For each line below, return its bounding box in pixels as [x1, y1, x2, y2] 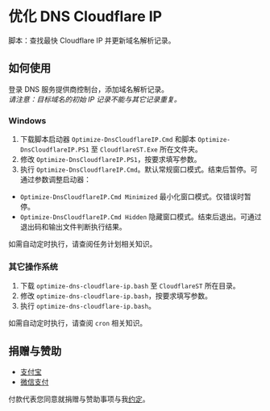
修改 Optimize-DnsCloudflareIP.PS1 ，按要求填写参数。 [19, 155, 201, 164]
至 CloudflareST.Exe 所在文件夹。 [90, 144, 203, 154]
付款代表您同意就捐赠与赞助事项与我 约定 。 [8, 394, 150, 404]
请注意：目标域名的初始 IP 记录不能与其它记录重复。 [8, 94, 181, 104]
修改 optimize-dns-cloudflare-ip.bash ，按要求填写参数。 [19, 291, 212, 301]
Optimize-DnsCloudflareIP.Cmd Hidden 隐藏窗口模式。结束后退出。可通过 [19, 212, 262, 222]
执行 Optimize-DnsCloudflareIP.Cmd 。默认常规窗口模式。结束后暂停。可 [19, 164, 258, 174]
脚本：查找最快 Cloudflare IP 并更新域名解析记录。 [8, 35, 176, 45]
